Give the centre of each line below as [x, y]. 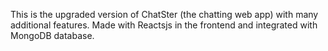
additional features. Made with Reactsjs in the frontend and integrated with [164, 25]
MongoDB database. [52, 35]
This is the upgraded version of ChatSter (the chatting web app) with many [164, 14]
